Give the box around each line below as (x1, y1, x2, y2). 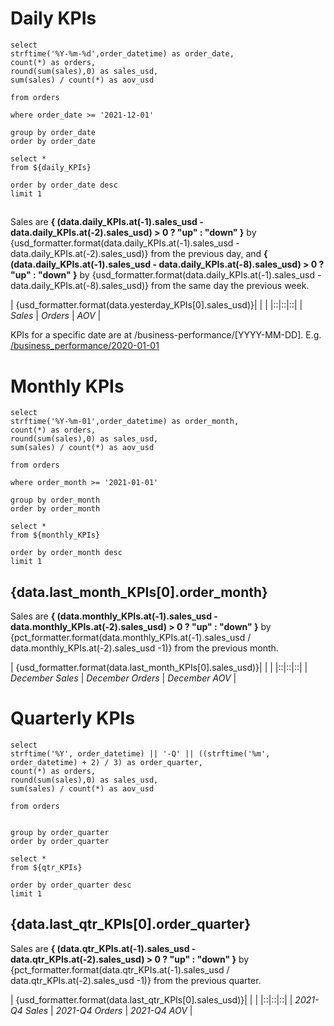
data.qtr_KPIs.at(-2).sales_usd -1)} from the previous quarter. (10, 974, 262, 986)
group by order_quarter (10, 828, 110, 838)
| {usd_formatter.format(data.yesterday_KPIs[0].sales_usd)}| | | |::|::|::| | (10, 299, 303, 311)
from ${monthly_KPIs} (10, 530, 101, 541)
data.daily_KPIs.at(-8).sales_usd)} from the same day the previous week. (10, 280, 310, 292)
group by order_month (10, 495, 101, 506)
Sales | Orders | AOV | (10, 310, 102, 322)
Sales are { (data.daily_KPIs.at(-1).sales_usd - (10, 216, 204, 228)
